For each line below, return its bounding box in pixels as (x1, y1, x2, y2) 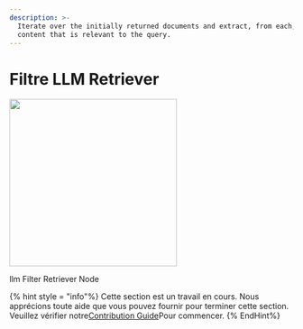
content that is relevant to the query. (17, 30, 171, 39)
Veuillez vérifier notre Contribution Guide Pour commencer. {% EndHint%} (9, 310, 281, 321)
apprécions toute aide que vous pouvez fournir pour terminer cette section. (9, 301, 289, 312)
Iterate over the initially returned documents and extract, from (17, 22, 272, 31)
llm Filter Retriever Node (9, 274, 99, 285)
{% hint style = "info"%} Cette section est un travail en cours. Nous (9, 291, 260, 302)
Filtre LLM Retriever (9, 69, 160, 89)
